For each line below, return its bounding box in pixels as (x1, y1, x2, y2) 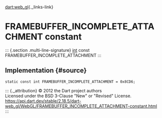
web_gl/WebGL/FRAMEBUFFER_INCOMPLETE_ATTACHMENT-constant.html (5, 103, 158, 109)
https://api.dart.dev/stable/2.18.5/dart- (5, 98, 81, 103)
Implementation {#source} (5, 66, 87, 74)
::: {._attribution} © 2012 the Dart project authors (5, 88, 102, 93)
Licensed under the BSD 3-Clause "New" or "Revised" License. (5, 93, 132, 99)
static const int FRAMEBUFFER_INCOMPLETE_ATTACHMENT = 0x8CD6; (5, 79, 136, 84)
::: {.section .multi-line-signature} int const (5, 47, 90, 53)
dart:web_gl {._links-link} (5, 4, 53, 10)
